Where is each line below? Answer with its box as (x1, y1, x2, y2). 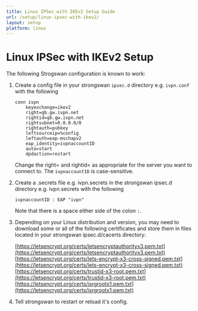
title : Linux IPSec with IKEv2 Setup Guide (6, 8, 116, 15)
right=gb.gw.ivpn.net (25, 110, 79, 116)
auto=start (25, 146, 53, 152)
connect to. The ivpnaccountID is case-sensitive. (14, 168, 134, 175)
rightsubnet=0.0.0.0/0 (25, 120, 82, 126)
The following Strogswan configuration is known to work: (6, 70, 146, 77)
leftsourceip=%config (25, 131, 79, 137)
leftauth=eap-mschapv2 (25, 135, 82, 142)
